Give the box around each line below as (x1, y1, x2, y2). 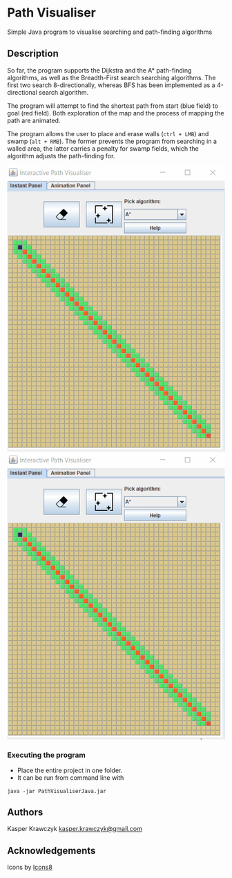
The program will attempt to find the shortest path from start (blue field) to (7, 102, 219, 110)
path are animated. (7, 116, 61, 124)
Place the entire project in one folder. (17, 766, 123, 774)
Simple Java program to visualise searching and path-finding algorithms (7, 28, 213, 36)
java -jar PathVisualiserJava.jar (7, 787, 107, 794)
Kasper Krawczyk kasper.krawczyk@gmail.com (7, 825, 143, 833)
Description (7, 48, 59, 59)
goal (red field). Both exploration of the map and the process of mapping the (7, 109, 224, 117)
